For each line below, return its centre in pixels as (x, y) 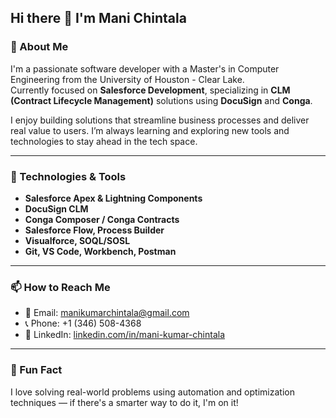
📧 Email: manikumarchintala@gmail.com (107, 313)
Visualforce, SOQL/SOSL (77, 240)
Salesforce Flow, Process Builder (94, 230)
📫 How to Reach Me (60, 287)
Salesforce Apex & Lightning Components (113, 198)
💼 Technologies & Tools (68, 176)
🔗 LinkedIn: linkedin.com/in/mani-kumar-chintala (125, 335)
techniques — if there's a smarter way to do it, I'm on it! (124, 402)
